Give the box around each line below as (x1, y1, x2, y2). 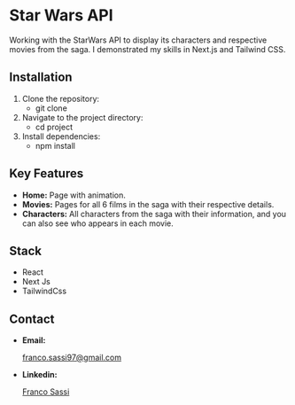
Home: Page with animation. (21, 190, 127, 200)
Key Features (9, 166, 84, 182)
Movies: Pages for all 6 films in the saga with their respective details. (21, 199, 275, 209)
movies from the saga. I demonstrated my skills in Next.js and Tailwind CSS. (9, 43, 286, 54)
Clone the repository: (21, 93, 100, 104)
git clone (35, 103, 68, 113)
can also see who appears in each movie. (21, 218, 175, 229)
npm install (35, 140, 75, 151)
